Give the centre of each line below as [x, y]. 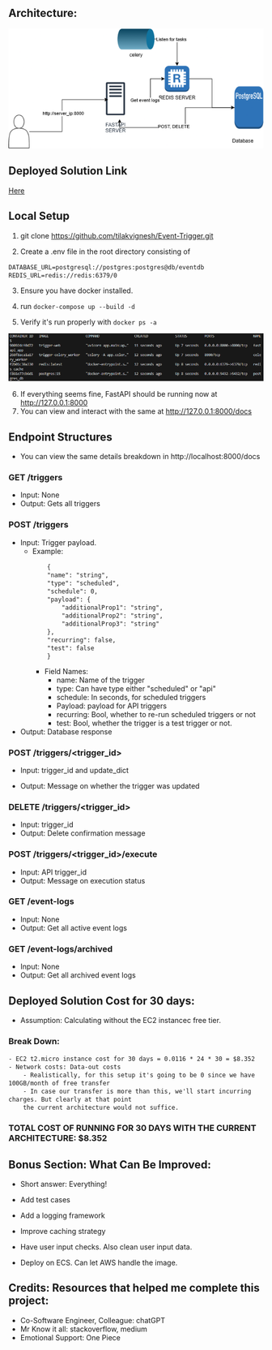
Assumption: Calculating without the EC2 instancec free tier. [120, 1020]
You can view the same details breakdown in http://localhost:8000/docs [140, 457]
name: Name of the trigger [100, 680]
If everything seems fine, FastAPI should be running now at [119, 394]
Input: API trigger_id [53, 872]
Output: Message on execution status [83, 880]
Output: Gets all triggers [60, 504]
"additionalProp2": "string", [112, 616]
